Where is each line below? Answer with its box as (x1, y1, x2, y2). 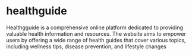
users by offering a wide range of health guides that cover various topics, (6, 36, 186, 43)
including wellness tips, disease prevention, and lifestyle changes (6, 43, 166, 50)
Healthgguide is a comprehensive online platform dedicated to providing (6, 24, 183, 31)
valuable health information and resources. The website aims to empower (6, 30, 186, 37)
